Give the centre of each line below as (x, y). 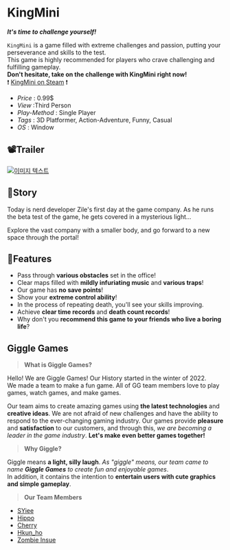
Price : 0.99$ (35, 98)
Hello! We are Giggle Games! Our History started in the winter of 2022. (107, 378)
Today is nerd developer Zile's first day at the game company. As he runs (111, 209)
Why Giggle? (43, 449)
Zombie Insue (36, 540)
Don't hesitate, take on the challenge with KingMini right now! (97, 74)
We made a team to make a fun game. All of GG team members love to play (113, 385)
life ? (23, 327)
